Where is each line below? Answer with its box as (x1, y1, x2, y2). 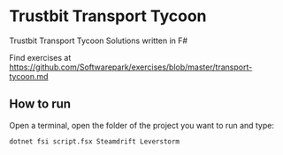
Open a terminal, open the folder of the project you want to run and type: (9, 120, 275, 130)
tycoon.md (9, 70, 49, 81)
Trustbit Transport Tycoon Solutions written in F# (9, 35, 188, 46)
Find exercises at (9, 52, 72, 63)
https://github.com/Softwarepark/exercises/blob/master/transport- (9, 62, 253, 72)
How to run (9, 97, 72, 112)
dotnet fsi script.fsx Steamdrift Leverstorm (9, 137, 180, 146)
